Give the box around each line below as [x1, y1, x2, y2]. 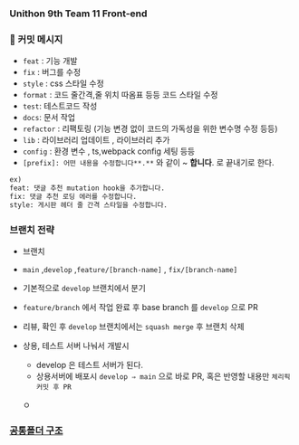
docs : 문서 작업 [22, 112, 75, 123]
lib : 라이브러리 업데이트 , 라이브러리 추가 [22, 135, 170, 146]
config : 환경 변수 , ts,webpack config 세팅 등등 [22, 146, 196, 156]
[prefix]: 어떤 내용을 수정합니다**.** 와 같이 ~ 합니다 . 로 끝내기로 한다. [22, 157, 275, 168]
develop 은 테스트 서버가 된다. [35, 360, 143, 371]
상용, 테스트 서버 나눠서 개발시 [22, 340, 130, 351]
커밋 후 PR [35, 383, 72, 392]
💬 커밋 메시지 [9, 33, 63, 45]
